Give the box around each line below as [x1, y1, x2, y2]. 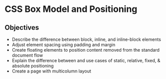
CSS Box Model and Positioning [4, 3, 138, 15]
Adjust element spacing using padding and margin [11, 42, 116, 48]
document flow [11, 52, 43, 58]
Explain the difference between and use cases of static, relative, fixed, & [11, 58, 161, 63]
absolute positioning [11, 63, 54, 69]
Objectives [4, 23, 39, 32]
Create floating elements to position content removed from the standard [11, 47, 160, 53]
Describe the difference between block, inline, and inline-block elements [11, 36, 162, 42]
